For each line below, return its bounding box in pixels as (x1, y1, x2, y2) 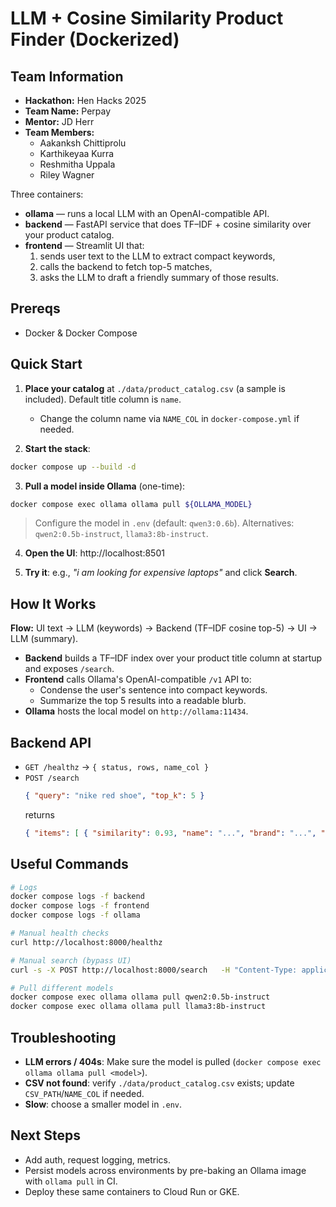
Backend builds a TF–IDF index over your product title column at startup (24, 652, 323, 664)
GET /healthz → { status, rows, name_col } (24, 761, 210, 772)
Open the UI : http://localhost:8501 (24, 547, 165, 559)
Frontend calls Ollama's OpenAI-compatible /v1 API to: (24, 673, 252, 686)
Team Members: (24, 127, 95, 138)
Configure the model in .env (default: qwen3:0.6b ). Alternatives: (34, 517, 295, 529)
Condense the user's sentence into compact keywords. (39, 684, 268, 696)
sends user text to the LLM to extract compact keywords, (39, 250, 276, 262)
